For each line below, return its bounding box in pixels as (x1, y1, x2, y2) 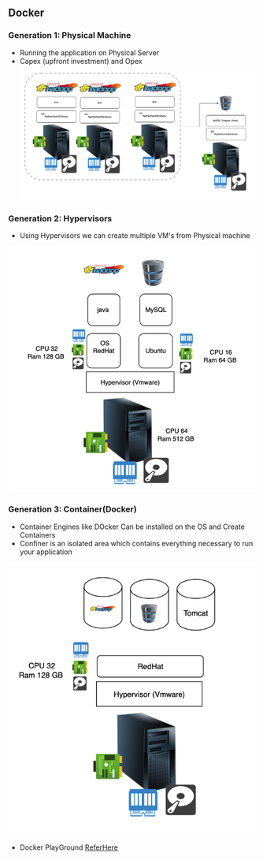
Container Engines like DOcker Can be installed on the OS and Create (19, 522, 246, 531)
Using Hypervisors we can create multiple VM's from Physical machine (19, 231, 250, 240)
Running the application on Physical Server (19, 47, 160, 58)
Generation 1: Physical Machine (8, 30, 131, 41)
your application (19, 547, 72, 557)
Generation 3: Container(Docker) (8, 504, 137, 515)
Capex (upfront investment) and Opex (19, 56, 143, 65)
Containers (19, 530, 56, 539)
